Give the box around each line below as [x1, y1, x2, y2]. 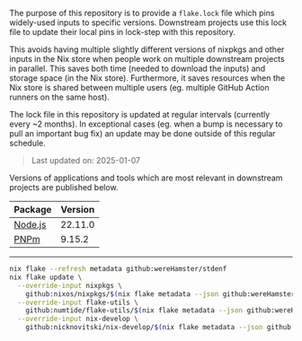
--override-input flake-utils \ [17, 298, 139, 307]
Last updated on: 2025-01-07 [31, 155, 141, 165]
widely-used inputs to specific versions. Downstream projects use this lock [9, 17, 288, 28]
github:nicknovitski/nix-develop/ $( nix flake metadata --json [25, 323, 263, 332]
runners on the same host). [9, 92, 110, 102]
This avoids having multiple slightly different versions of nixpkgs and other [9, 44, 285, 55]
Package [13, 204, 52, 215]
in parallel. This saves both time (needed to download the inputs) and [9, 63, 266, 74]
